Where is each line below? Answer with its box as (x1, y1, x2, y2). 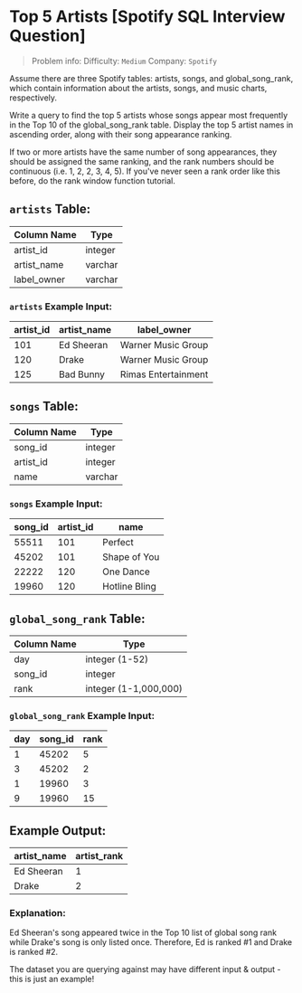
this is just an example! (9, 974, 95, 985)
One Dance (102, 565, 151, 578)
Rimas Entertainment (120, 368, 209, 381)
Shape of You (102, 551, 160, 563)
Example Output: (9, 823, 107, 838)
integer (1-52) (85, 653, 149, 666)
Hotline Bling (102, 581, 156, 593)
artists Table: (9, 202, 91, 217)
